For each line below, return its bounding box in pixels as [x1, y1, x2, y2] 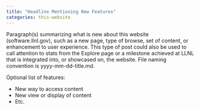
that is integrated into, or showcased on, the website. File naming [6, 56, 167, 63]
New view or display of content [14, 92, 92, 99]
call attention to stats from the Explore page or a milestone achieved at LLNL [6, 49, 195, 56]
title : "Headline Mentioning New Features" [6, 8, 116, 15]
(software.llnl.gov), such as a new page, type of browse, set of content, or [6, 37, 189, 44]
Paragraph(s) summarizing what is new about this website [6, 30, 149, 37]
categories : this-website [6, 14, 70, 20]
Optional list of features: [6, 74, 66, 81]
